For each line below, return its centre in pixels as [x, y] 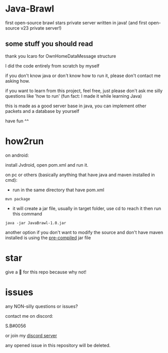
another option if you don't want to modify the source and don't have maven [84, 232]
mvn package [18, 199]
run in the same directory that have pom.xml [58, 190]
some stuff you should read [49, 44]
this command [27, 214]
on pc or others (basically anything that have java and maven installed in [80, 175]
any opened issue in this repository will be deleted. [58, 345]
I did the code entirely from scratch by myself [52, 65]
